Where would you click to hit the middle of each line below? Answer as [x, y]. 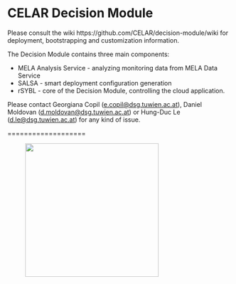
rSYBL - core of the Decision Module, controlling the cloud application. [121, 90]
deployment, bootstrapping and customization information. [93, 40]
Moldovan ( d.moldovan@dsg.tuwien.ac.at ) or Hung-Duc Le [94, 112]
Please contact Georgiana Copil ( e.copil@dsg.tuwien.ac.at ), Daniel [105, 104]
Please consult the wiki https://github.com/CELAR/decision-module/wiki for [118, 33]
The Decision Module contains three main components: [88, 54]
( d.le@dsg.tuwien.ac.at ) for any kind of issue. [74, 120]
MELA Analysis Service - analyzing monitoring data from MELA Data [118, 68]
